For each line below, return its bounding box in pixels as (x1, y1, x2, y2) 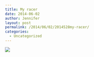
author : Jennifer (5, 16, 40, 21)
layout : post (5, 20, 31, 25)
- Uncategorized (9, 34, 42, 39)
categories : (5, 29, 29, 34)
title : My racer (5, 7, 38, 12)
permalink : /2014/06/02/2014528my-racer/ (5, 25, 90, 30)
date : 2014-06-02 (5, 11, 40, 16)
